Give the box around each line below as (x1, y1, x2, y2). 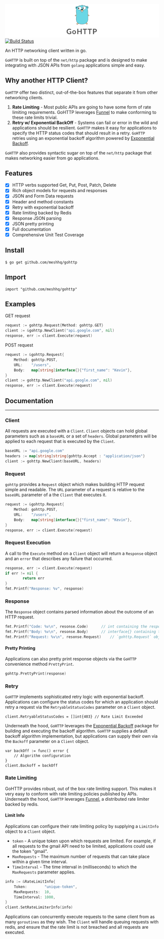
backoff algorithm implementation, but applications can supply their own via (5, 733, 158, 739)
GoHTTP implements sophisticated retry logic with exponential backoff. (5, 694, 144, 700)
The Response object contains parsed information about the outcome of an (5, 609, 154, 615)
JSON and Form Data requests (12, 193, 74, 199)
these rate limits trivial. (12, 114, 58, 120)
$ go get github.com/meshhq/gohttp (5, 260, 78, 265)
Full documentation (12, 226, 51, 232)
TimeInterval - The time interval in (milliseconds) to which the (12, 864, 137, 870)
